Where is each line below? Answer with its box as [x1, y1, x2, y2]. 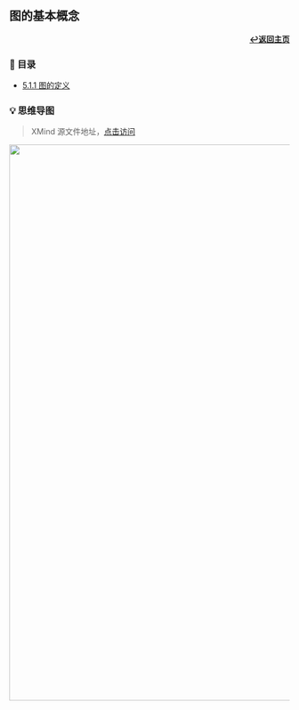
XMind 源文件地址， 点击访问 [30, 126, 136, 137]
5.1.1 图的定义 [21, 80, 70, 91]
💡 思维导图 [9, 105, 55, 117]
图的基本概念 [9, 8, 80, 24]
